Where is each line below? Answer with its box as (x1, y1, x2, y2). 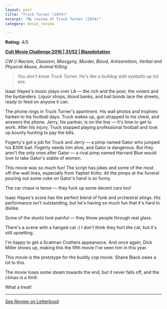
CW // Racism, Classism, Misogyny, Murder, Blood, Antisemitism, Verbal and (5, 58, 162, 65)
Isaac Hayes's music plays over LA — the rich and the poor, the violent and (5, 88, 159, 95)
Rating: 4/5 (5, 39, 29, 45)
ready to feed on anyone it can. (5, 99, 70, 105)
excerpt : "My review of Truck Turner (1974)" (5, 16, 101, 21)
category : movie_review (5, 21, 55, 26)
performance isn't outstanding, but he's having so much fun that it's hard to (5, 200, 160, 206)
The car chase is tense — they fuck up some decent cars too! (5, 185, 132, 191)
